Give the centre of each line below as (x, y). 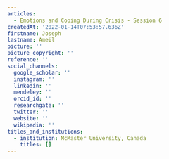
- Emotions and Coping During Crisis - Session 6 (88, 20)
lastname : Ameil (31, 40)
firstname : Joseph (34, 33)
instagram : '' (34, 79)
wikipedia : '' (34, 125)
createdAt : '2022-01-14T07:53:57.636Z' (66, 27)
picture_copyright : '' (40, 53)
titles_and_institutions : (45, 132)
